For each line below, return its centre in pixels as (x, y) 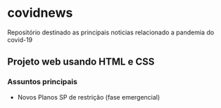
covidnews (40, 13)
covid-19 (20, 39)
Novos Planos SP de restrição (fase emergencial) (89, 97)
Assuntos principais (42, 82)
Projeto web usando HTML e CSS (81, 62)
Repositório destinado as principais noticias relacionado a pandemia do (111, 32)
